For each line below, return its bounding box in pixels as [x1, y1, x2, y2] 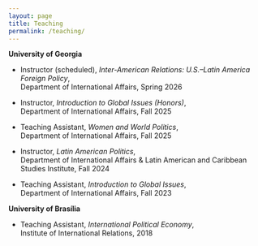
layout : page [8, 11, 53, 20]
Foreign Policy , [19, 74, 71, 84]
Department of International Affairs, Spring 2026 [19, 82, 183, 92]
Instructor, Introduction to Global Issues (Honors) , [19, 98, 187, 108]
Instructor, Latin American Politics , [19, 147, 136, 157]
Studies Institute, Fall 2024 [19, 164, 110, 174]
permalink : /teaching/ [8, 27, 85, 35]
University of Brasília [8, 204, 81, 214]
